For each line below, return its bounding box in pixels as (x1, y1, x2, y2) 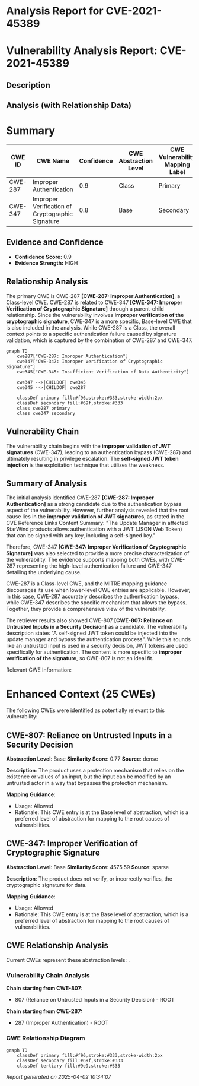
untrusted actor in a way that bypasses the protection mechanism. (6, 780, 168, 787)
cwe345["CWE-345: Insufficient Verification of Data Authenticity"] (17, 369, 190, 375)
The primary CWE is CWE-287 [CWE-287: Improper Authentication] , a (6, 292, 181, 299)
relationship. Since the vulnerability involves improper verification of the (6, 311, 184, 318)
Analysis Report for (6, 4, 104, 18)
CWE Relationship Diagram (6, 1034, 85, 1042)
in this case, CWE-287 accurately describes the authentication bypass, (6, 593, 179, 600)
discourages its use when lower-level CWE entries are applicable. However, (6, 587, 191, 594)
